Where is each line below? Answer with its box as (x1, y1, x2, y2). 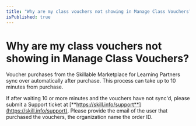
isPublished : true (6, 14, 51, 20)
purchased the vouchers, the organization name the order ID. (6, 114, 153, 121)
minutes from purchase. (6, 83, 64, 91)
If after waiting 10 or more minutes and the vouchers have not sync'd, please (6, 95, 190, 102)
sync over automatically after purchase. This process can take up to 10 (6, 77, 176, 84)
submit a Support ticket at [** (6, 101, 77, 108)
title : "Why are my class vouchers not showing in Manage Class (6, 8, 166, 15)
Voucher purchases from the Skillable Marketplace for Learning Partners (6, 71, 181, 78)
